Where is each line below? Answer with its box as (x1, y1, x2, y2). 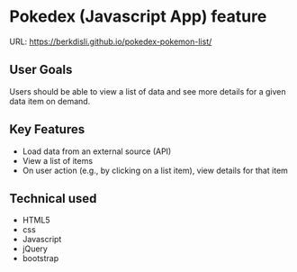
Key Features (9, 122, 85, 137)
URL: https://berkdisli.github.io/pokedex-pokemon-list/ (9, 36, 212, 47)
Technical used (9, 191, 97, 206)
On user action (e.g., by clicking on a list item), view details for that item (22, 165, 288, 176)
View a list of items (22, 155, 93, 166)
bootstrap (22, 253, 59, 264)
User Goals (9, 62, 73, 77)
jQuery (22, 243, 48, 254)
